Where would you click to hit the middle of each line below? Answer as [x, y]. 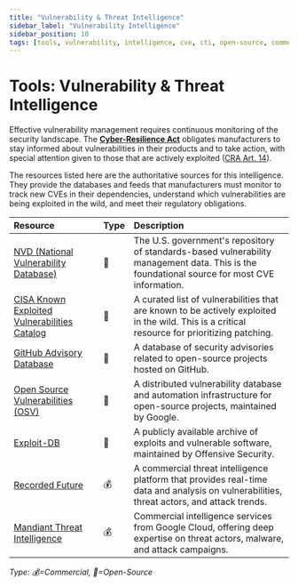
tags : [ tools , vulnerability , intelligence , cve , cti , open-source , [138, 42]
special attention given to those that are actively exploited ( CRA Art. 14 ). [141, 158]
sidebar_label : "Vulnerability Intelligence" [94, 26]
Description [159, 226]
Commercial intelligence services [203, 517]
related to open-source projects [200, 358]
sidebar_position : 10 [49, 34]
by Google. [156, 417]
